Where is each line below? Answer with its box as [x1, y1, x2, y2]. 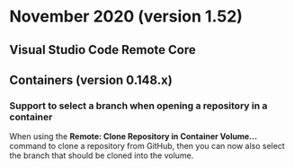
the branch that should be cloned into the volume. [9, 150, 194, 161]
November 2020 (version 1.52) [9, 6, 243, 27]
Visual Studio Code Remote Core [9, 42, 196, 57]
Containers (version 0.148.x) [9, 72, 173, 87]
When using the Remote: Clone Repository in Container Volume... [9, 131, 258, 142]
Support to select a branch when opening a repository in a [9, 99, 268, 111]
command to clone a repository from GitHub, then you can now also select [9, 141, 285, 152]
